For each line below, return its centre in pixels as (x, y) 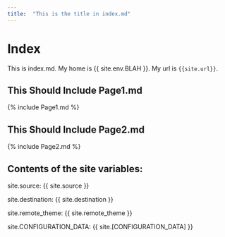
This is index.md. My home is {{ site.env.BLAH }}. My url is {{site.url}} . (113, 68)
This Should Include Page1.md (75, 90)
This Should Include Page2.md (76, 129)
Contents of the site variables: (75, 169)
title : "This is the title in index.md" (69, 14)
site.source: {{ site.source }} (48, 186)
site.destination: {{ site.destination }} (61, 199)
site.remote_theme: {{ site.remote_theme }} (70, 213)
